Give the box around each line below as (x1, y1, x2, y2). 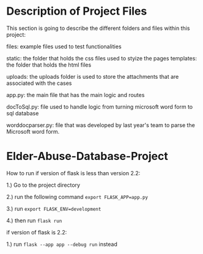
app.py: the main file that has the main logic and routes (6, 91, 145, 98)
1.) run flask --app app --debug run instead (6, 240, 117, 248)
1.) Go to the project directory (6, 181, 81, 189)
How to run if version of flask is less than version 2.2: (6, 169, 141, 176)
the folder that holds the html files (6, 61, 92, 68)
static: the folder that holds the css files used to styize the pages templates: (6, 54, 197, 62)
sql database (6, 109, 39, 117)
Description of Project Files (6, 4, 147, 18)
